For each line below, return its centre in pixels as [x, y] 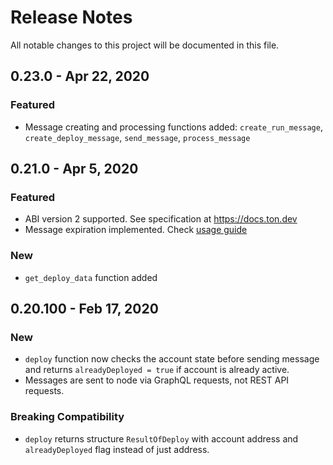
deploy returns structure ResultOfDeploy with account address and [161, 438]
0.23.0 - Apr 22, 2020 [80, 76]
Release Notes [71, 17]
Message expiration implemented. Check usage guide [136, 230]
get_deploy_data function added [91, 277]
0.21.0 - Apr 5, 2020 [74, 169]
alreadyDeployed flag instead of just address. [117, 449]
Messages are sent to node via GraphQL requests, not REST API [157, 380]
